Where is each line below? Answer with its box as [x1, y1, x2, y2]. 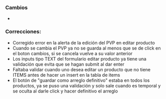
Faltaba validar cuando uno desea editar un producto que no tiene [12, 66, 151, 72]
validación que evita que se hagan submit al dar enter [12, 61, 124, 67]
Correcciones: [5, 28, 41, 35]
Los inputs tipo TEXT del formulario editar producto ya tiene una [12, 56, 147, 62]
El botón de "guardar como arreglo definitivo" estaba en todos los [12, 77, 150, 83]
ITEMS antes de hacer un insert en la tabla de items [12, 72, 120, 78]
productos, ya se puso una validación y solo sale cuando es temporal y [12, 82, 161, 88]
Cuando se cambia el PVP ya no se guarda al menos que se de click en [12, 45, 161, 51]
